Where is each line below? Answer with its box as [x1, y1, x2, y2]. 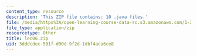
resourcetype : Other [6, 30, 57, 36]
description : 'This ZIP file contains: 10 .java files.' [6, 14, 148, 20]
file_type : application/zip [6, 24, 75, 31]
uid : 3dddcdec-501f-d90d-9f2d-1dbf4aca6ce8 [6, 41, 114, 47]
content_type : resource [6, 8, 64, 15]
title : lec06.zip [6, 36, 49, 41]
